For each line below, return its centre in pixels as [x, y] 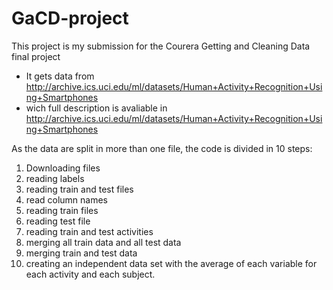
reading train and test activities [89, 231]
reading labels [55, 178]
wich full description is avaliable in [96, 108]
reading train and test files [79, 189]
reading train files [62, 210]
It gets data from [60, 76]
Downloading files [63, 168]
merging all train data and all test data [103, 242]
